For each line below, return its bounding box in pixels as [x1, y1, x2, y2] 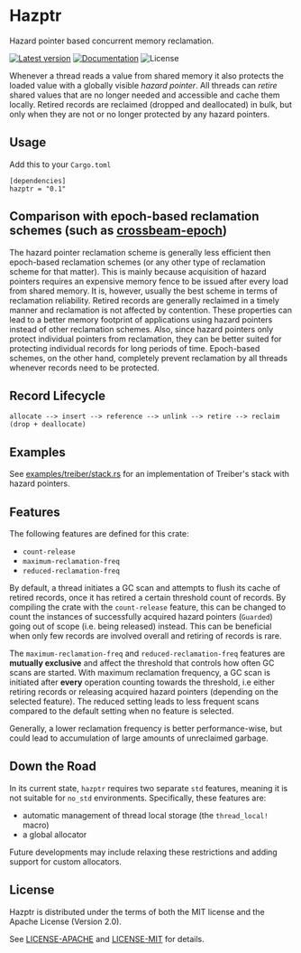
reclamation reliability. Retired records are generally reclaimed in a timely [9, 294, 279, 305]
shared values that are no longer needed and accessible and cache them [9, 89, 280, 100]
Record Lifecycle [9, 388, 106, 403]
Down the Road [9, 759, 97, 774]
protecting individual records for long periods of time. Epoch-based [9, 342, 260, 353]
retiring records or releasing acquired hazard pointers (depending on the [9, 687, 279, 696]
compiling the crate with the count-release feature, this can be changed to [9, 602, 287, 612]
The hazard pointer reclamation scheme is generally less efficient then [9, 247, 271, 257]
